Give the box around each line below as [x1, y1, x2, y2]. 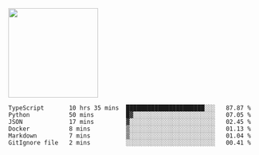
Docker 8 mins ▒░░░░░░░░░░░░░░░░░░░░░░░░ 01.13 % [8, 125, 251, 133]
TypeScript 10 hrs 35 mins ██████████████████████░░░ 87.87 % [8, 104, 251, 112]
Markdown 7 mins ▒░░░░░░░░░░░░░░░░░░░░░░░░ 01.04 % [8, 132, 251, 140]
